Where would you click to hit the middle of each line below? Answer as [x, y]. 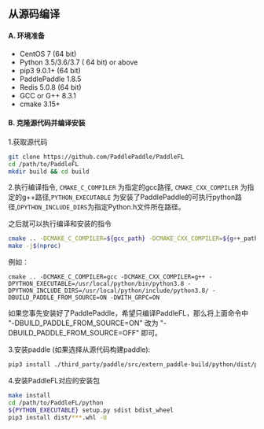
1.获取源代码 [28, 142]
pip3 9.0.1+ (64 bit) [50, 70]
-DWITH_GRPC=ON [134, 298]
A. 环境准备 [27, 35]
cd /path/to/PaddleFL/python [56, 403]
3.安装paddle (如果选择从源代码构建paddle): [79, 349]
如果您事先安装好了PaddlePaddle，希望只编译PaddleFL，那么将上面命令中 [128, 313]
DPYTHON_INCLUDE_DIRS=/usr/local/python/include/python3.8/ [109, 291]
